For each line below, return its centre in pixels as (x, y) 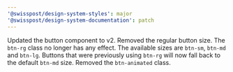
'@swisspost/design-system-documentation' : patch (81, 20)
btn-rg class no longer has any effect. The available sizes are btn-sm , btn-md (117, 48)
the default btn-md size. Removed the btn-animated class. (89, 62)
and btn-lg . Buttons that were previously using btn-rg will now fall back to (114, 55)
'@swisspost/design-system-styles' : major (70, 14)
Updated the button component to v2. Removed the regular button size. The (116, 40)
